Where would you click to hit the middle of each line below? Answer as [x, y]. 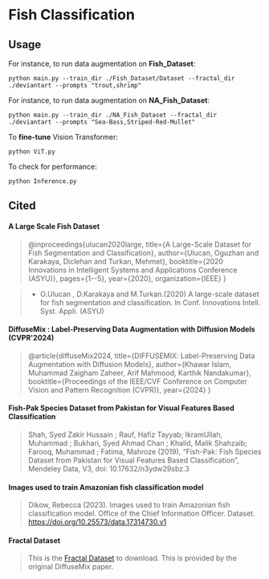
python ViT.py [32, 152]
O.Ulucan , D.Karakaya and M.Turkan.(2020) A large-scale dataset [149, 294]
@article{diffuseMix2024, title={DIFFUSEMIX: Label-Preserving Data [141, 356]
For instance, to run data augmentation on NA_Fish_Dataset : [109, 100]
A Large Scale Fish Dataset [54, 226]
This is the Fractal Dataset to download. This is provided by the [132, 558]
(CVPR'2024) [31, 338]
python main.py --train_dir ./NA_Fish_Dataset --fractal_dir [113, 115]
